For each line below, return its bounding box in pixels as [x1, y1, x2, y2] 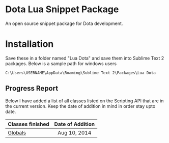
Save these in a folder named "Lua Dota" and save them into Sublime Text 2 [5, 55, 164, 61]
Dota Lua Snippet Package [5, 4, 119, 15]
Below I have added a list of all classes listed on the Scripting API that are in [5, 98, 164, 104]
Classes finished [8, 121, 49, 128]
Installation [5, 38, 54, 50]
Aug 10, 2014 [58, 129, 92, 136]
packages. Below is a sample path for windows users [5, 60, 117, 67]
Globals [8, 129, 26, 136]
